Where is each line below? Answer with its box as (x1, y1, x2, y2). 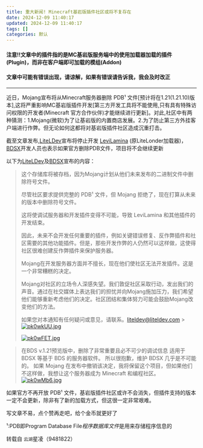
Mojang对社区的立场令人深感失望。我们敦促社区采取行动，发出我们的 (21, 280, 193, 287)
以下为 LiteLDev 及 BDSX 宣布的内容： (6, 157, 95, 164)
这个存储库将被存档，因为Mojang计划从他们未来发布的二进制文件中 (21, 170, 188, 178)
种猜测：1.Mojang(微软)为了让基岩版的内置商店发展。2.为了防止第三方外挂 (6, 116, 191, 124)
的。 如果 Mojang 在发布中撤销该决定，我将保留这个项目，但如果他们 (21, 362, 193, 369)
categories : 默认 (6, 32, 48, 38)
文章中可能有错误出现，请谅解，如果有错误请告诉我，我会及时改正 (6, 73, 170, 81)
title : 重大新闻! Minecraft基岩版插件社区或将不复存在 (6, 8, 132, 15)
